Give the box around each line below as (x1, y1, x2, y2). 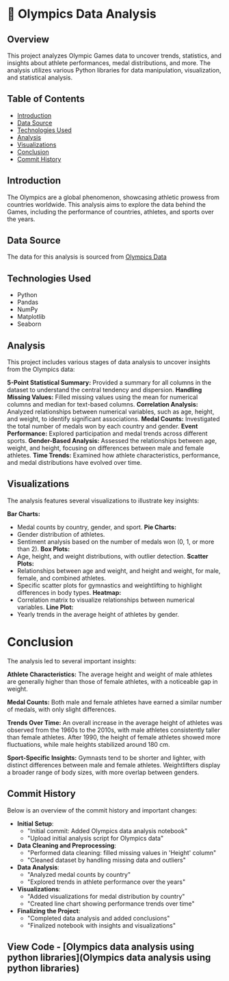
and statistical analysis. (7, 73, 73, 81)
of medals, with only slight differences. (7, 705, 116, 713)
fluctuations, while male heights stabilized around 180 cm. (7, 740, 170, 748)
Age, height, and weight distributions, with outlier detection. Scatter (16, 552, 208, 560)
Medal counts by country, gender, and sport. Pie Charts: (16, 523, 176, 531)
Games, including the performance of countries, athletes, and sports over (7, 207, 214, 216)
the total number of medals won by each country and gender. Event (7, 422, 198, 431)
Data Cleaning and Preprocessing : (16, 841, 117, 850)
